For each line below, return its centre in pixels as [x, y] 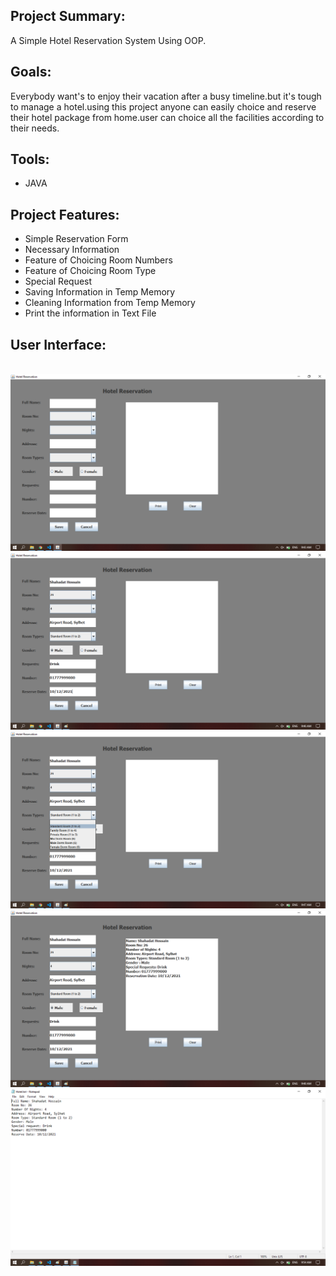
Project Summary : [68, 16]
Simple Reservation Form [76, 239]
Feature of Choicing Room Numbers [98, 260]
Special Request [58, 281]
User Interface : [58, 344]
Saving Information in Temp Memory [100, 292]
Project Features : [65, 214]
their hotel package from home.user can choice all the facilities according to [167, 117]
